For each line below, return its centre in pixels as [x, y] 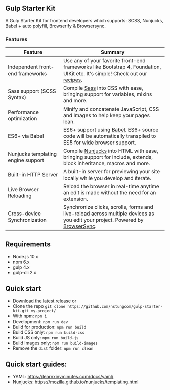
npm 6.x [21, 262]
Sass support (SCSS [32, 91]
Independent [23, 67]
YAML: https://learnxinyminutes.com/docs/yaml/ [63, 376]
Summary [113, 52]
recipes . [73, 80]
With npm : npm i [30, 316]
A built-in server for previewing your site [112, 172]
